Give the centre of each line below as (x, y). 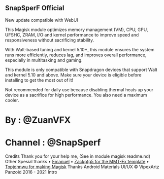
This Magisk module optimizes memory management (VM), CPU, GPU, (77, 30)
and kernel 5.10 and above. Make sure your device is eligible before (73, 75)
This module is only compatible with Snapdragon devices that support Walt (81, 70)
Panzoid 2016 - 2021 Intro (31, 172)
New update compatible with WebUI (42, 20)
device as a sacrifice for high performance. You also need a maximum (76, 95)
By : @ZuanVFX (38, 120)
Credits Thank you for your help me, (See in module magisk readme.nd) (78, 156)
